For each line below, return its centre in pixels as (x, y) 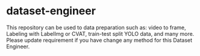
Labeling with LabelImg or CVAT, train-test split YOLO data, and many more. (100, 33)
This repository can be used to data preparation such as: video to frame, (96, 27)
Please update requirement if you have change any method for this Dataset (99, 40)
